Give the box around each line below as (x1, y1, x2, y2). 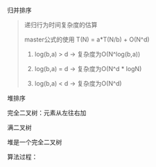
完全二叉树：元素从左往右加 (7, 109, 87, 117)
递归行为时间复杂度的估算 (24, 21, 98, 29)
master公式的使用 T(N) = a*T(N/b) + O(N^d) (24, 35, 150, 43)
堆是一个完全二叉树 (7, 138, 62, 146)
